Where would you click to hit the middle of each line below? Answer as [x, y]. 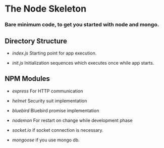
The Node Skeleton [46, 9]
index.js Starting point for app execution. [54, 53]
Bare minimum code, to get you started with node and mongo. [82, 25]
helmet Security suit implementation [49, 101]
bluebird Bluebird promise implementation [56, 110]
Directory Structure [36, 41]
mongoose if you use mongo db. [46, 140]
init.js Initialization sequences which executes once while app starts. [83, 63]
